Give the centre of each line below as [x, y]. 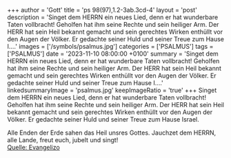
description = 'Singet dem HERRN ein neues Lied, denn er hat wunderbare [113, 17]
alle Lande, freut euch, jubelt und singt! [63, 140]
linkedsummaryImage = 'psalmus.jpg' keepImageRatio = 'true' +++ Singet [112, 90]
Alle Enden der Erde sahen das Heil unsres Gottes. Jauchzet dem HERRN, [112, 133]
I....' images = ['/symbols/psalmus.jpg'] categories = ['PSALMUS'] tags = [110, 46]
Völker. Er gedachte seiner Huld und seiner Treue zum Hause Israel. [103, 119]
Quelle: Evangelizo [33, 147]
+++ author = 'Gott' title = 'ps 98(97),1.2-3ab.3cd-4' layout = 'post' [102, 10]
